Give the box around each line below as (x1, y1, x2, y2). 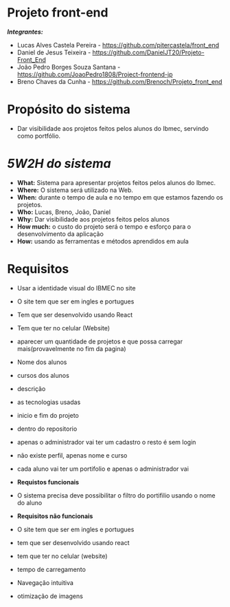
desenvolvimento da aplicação (16, 229, 104, 238)
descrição (16, 384, 46, 393)
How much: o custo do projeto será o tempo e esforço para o (16, 222, 191, 231)
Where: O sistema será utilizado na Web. (16, 186, 134, 194)
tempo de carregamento (16, 565, 86, 573)
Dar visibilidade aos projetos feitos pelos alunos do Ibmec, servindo (16, 124, 209, 132)
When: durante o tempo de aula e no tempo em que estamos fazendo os (16, 193, 223, 201)
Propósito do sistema (7, 102, 130, 118)
